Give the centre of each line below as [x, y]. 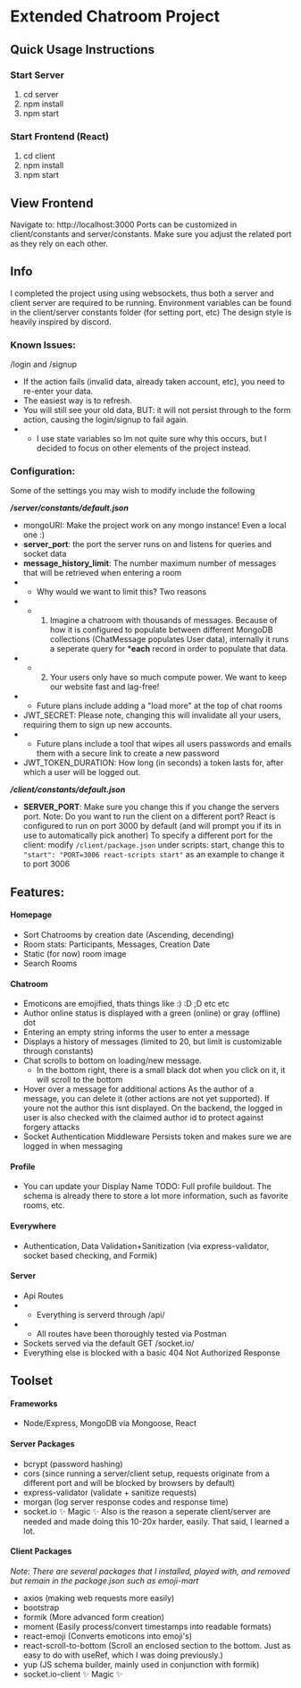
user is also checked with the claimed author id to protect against [143, 1118]
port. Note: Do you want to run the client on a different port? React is [149, 816]
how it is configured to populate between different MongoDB [161, 630]
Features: [38, 892]
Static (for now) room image [75, 953]
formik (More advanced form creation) [93, 1616]
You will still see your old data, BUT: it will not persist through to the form [157, 410]
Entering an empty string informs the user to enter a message [136, 1032]
